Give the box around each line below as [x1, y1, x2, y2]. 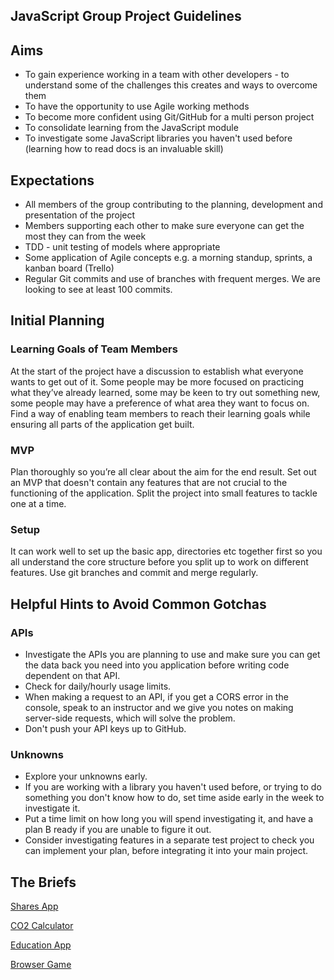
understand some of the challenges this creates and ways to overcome [24, 79, 318, 91]
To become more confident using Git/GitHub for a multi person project [24, 111, 315, 123]
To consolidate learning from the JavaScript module [24, 122, 239, 134]
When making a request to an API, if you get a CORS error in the [24, 690, 289, 703]
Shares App [10, 900, 59, 913]
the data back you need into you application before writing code [24, 659, 290, 671]
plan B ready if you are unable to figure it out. [24, 824, 212, 836]
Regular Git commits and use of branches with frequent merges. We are [24, 273, 321, 285]
